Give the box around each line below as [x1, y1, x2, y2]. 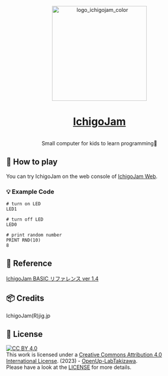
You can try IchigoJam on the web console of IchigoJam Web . [6, 173, 158, 180]
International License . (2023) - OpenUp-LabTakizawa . [6, 358, 138, 365]
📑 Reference [6, 259, 52, 269]
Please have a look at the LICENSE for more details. [6, 364, 132, 371]
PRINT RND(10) [6, 237, 41, 243]
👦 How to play [6, 157, 58, 167]
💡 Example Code [6, 187, 54, 196]
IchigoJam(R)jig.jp [6, 312, 51, 319]
